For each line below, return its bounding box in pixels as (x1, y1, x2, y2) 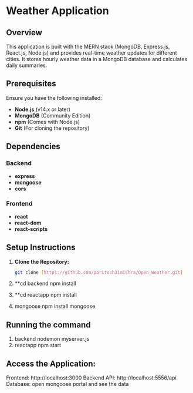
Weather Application (6, 4, 110, 18)
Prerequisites (6, 79, 56, 89)
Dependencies (6, 142, 60, 152)
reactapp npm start (14, 342, 62, 349)
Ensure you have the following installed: (6, 94, 103, 101)
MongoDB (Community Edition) (14, 112, 91, 119)
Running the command (6, 320, 91, 330)
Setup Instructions (6, 243, 76, 253)
